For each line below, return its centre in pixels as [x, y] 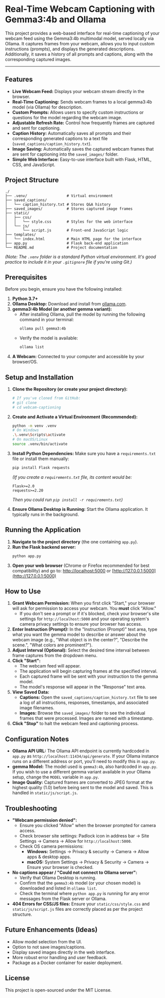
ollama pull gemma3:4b [43, 329]
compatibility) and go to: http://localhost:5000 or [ [63, 570]
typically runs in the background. [45, 514]
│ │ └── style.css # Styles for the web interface [69, 222]
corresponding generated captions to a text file [60, 138]
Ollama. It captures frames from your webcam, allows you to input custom [80, 43]
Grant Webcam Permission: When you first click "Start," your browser [83, 603]
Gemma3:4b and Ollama [56, 19]
